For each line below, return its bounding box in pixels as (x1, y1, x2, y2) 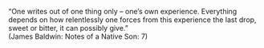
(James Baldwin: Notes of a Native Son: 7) (8, 31, 148, 41)
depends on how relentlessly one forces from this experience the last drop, (8, 15, 257, 24)
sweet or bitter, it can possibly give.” (8, 24, 128, 32)
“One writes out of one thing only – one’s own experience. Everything (8, 7, 238, 16)
